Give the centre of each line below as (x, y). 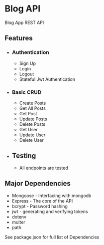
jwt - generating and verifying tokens (50, 211)
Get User (28, 129)
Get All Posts (32, 108)
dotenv (19, 217)
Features (19, 38)
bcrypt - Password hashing (40, 206)
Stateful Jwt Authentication (47, 79)
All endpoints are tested (44, 168)
